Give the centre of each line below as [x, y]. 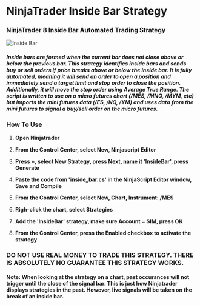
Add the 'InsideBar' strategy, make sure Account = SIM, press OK [99, 221]
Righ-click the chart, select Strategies [64, 209]
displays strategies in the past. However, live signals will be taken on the [99, 290]
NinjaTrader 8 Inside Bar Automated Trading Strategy [86, 30]
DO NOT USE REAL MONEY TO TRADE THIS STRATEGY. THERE [100, 255]
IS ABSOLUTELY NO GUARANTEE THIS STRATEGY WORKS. [95, 263]
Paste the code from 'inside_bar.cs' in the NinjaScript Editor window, [103, 179]
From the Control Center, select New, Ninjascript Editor [85, 149]
